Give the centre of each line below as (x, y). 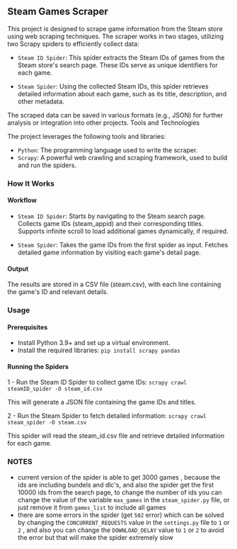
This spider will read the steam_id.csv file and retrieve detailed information (116, 436)
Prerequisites (28, 327)
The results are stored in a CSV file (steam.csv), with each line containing (114, 284)
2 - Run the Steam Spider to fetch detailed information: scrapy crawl (107, 416)
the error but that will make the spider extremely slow (95, 537)
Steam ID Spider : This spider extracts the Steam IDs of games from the (121, 57)
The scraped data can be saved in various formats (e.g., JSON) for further (115, 115)
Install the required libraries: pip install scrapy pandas (99, 351)
